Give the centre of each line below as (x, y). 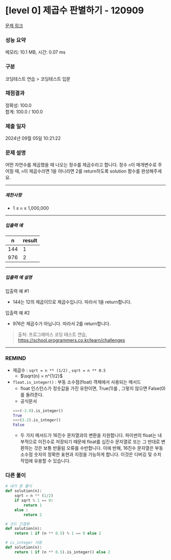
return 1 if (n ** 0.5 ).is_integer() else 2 (62, 552)
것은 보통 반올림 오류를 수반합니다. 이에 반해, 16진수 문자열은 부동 (98, 448)
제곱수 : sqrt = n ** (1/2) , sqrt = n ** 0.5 (59, 370)
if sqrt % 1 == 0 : (34, 501)
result (30, 240)
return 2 (33, 515)
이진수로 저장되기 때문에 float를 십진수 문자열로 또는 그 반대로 (99, 442)
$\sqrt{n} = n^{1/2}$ (41, 376)
